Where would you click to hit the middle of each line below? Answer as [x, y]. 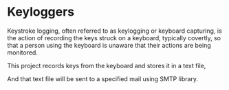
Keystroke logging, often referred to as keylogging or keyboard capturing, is [115, 31]
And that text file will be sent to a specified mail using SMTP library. [102, 78]
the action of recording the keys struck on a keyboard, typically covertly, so [114, 37]
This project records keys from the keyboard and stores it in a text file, [107, 65]
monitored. [22, 52]
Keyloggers [41, 12]
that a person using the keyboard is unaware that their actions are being [109, 45]
